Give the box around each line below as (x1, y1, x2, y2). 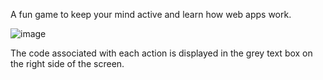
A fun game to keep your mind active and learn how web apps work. (10, 9, 292, 20)
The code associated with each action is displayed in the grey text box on (10, 47, 313, 59)
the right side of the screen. (10, 58, 125, 69)
